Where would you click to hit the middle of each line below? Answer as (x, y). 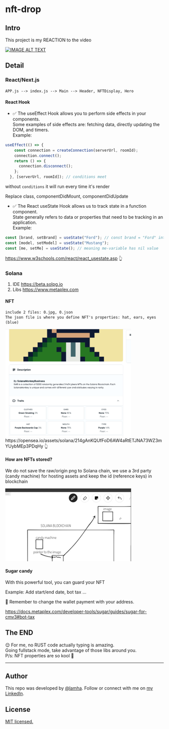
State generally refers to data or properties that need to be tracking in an (88, 217)
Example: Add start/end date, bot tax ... (46, 592)
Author (16, 676)
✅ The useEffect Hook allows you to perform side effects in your (79, 113)
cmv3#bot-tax (20, 617)
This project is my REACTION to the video (48, 40)
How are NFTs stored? (29, 459)
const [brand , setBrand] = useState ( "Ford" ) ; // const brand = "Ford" (81, 238)
